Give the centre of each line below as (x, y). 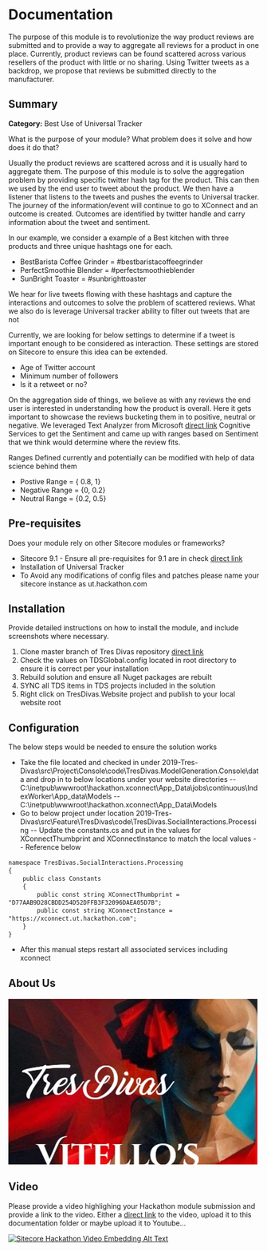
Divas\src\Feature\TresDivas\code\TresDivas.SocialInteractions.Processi (138, 822)
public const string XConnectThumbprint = (108, 895)
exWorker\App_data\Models (66, 796)
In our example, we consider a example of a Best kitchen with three (119, 238)
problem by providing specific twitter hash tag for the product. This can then (134, 180)
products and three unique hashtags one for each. (91, 246)
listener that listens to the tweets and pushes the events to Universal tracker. (134, 196)
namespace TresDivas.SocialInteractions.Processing (96, 863)
